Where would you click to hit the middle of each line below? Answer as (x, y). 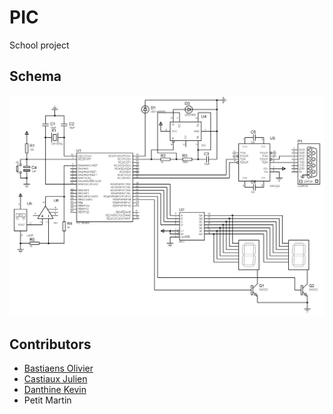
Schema (35, 76)
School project (39, 45)
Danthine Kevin (55, 390)
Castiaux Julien (55, 379)
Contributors (50, 344)
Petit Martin (47, 400)
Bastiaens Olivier (58, 368)
